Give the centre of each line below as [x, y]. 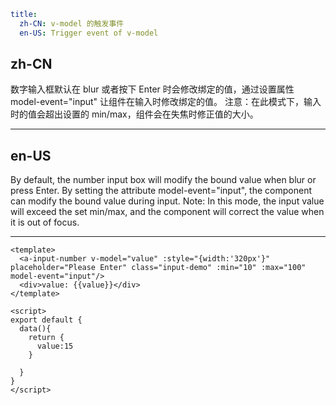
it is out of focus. [45, 222]
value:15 [55, 346]
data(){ [35, 329]
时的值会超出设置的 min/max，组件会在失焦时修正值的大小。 [134, 114]
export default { [46, 320]
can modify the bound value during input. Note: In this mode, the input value [167, 201]
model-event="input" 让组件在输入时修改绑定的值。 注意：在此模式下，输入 [166, 102]
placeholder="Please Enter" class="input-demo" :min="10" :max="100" [158, 268]
